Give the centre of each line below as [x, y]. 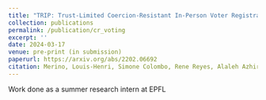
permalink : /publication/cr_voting [67, 30]
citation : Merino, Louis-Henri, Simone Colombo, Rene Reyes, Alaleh [123, 67]
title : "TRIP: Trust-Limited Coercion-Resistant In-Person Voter [118, 15]
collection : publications [51, 23]
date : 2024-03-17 [37, 45]
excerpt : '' [28, 37]
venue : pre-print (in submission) [65, 52]
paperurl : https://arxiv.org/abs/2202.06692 [83, 60]
